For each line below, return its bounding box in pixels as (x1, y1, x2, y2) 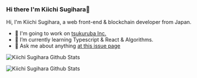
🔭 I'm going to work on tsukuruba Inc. (14, 30, 106, 37)
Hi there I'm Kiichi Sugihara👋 (6, 5, 91, 13)
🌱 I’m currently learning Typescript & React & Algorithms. (14, 36, 154, 43)
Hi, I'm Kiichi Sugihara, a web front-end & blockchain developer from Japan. (6, 19, 192, 26)
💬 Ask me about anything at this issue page (14, 42, 121, 49)
